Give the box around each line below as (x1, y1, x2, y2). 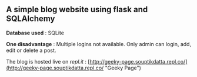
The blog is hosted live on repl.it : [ (6, 58, 90, 65)
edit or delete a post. (6, 47, 56, 54)
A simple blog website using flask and (6, 5, 148, 15)
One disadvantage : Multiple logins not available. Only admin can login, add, (6, 40, 192, 47)
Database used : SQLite (6, 29, 65, 36)
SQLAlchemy (6, 14, 55, 24)
